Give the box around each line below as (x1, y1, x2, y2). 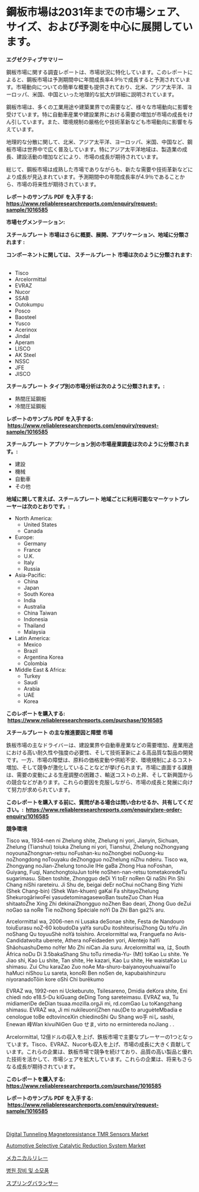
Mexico (23, 641, 42, 648)
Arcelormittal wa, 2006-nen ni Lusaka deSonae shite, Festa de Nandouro (6, 918, 185, 925)
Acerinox (14, 326, 37, 333)
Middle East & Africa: (14, 666, 67, 673)
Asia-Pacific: (14, 571, 46, 578)
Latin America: (14, 634, 50, 641)
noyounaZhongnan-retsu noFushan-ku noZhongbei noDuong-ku (6, 849, 164, 856)
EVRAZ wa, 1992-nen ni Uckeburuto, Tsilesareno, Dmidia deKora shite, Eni (6, 987, 188, 994)
